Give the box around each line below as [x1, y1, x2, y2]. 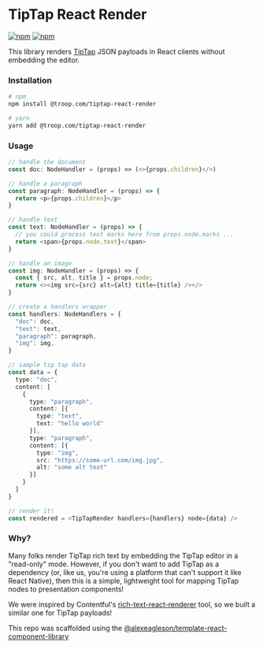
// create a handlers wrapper [8, 303, 108, 311]
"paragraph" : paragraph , [15, 332, 97, 340]
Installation [8, 75, 53, 86]
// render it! [8, 506, 55, 515]
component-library [8, 632, 69, 641]
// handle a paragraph [8, 180, 83, 187]
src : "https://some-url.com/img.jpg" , [36, 456, 164, 464]
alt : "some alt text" [36, 463, 108, 472]
